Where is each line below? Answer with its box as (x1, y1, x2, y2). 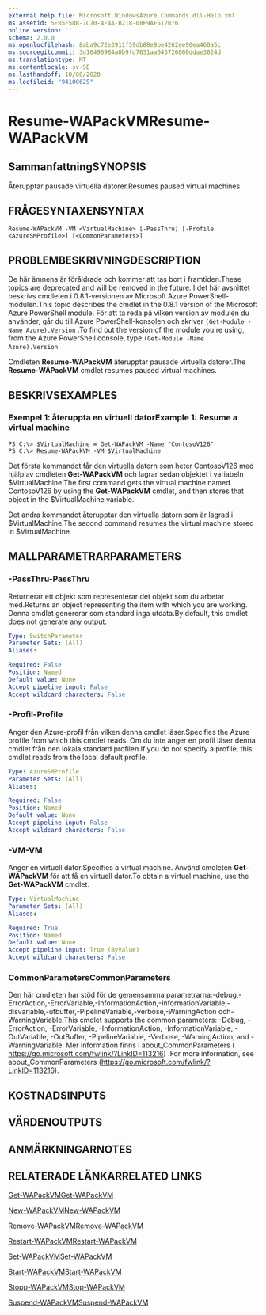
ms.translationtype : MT (8, 56, 87, 64)
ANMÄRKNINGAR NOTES (8, 1142, 133, 1156)
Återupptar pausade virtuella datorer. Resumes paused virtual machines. (8, 181, 243, 191)
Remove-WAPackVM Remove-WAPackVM (8, 1221, 144, 1231)
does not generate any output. (8, 617, 107, 626)
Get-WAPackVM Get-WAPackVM (8, 1191, 114, 1200)
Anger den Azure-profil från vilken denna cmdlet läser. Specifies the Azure (8, 727, 250, 736)
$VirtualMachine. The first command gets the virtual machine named (8, 477, 231, 487)
